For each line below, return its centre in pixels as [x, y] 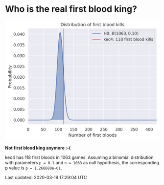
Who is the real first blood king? [71, 9]
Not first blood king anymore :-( [38, 148]
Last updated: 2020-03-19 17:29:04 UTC [46, 178]
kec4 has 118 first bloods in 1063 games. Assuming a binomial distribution [79, 157]
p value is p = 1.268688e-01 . [34, 168]
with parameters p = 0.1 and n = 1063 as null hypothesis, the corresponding [82, 163]
